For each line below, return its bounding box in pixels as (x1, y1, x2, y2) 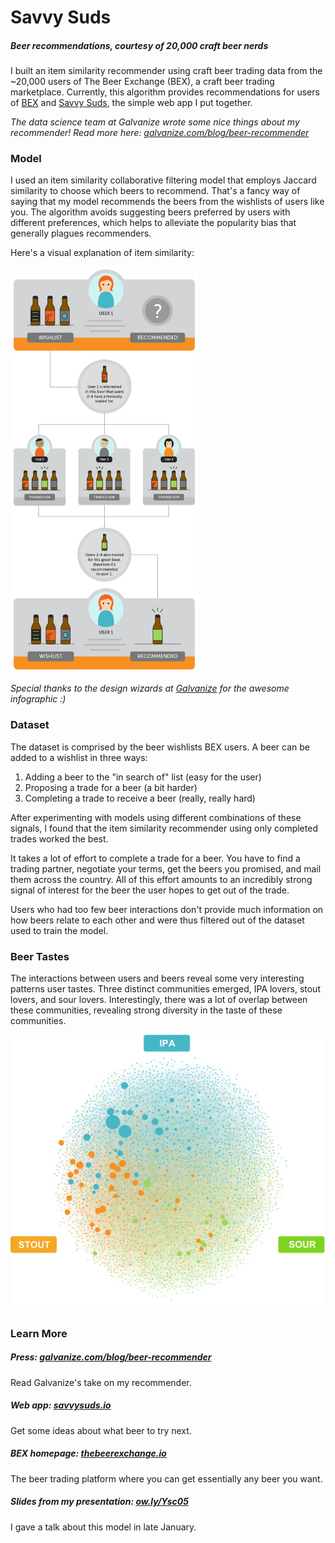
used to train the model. (10, 924, 109, 936)
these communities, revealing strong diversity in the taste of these (10, 1004, 283, 1016)
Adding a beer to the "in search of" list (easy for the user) (24, 771, 262, 783)
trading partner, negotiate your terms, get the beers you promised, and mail (10, 862, 322, 875)
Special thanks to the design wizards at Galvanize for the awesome (10, 682, 290, 695)
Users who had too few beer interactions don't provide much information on (10, 903, 324, 915)
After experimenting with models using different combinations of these (10, 811, 302, 823)
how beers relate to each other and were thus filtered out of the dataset (10, 914, 305, 926)
